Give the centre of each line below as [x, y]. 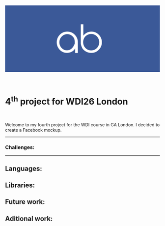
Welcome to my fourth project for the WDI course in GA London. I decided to [82, 125]
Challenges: [20, 147]
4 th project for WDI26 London [67, 100]
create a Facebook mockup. [33, 130]
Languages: [24, 168]
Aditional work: [29, 218]
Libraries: [20, 185]
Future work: [25, 202]
